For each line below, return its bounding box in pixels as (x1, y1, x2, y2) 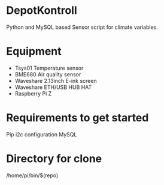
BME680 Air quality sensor (14, 70, 81, 78)
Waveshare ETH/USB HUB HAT (14, 83, 92, 91)
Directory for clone (6, 152, 102, 165)
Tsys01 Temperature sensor (14, 64, 84, 71)
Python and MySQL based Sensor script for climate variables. (6, 23, 159, 31)
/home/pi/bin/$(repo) (6, 172, 59, 179)
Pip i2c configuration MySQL (6, 130, 77, 138)
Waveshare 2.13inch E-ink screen (14, 77, 97, 84)
